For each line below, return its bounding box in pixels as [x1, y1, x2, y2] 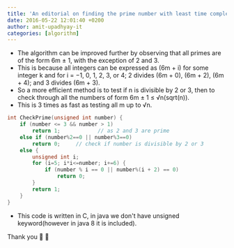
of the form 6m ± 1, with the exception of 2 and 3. [17, 57, 159, 65]
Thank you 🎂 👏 [7, 232, 49, 241]
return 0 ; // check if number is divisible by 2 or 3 [32, 140, 204, 147]
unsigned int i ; [32, 153, 79, 161]
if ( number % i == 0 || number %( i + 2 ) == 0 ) [44, 166, 180, 173]
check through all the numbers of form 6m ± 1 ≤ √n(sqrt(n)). [17, 94, 190, 102]
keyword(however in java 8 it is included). [17, 219, 137, 227]
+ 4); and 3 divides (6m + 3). [17, 78, 100, 87]
